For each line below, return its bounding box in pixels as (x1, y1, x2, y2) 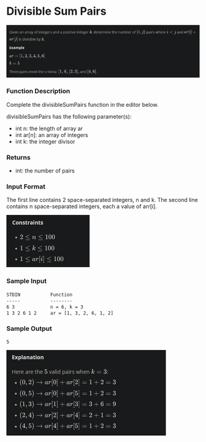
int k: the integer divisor (15, 138, 75, 145)
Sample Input (6, 277, 47, 285)
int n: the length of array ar (15, 125, 83, 132)
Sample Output (6, 324, 52, 333)
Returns (6, 153, 31, 161)
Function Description (6, 87, 71, 96)
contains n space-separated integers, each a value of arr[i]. (6, 203, 158, 210)
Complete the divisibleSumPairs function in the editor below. (6, 101, 159, 108)
